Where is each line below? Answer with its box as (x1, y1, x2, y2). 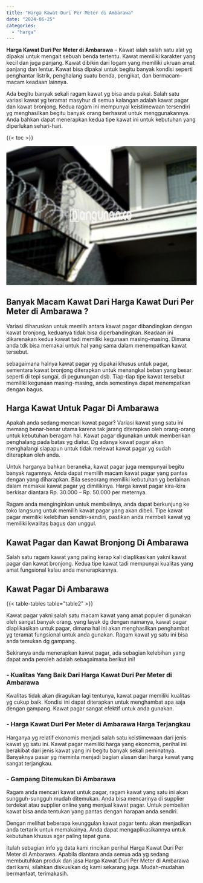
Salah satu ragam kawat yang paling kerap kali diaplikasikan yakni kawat (6, 554, 187, 561)
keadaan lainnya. (26, 79, 68, 86)
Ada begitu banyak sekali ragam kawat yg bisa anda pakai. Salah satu (6, 90, 180, 98)
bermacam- (153, 72, 182, 79)
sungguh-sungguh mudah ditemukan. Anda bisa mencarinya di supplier (6, 795, 185, 802)
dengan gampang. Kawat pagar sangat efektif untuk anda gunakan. (6, 705, 174, 712)
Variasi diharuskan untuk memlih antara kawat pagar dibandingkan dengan (6, 322, 193, 329)
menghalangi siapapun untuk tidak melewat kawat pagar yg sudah (6, 445, 171, 452)
